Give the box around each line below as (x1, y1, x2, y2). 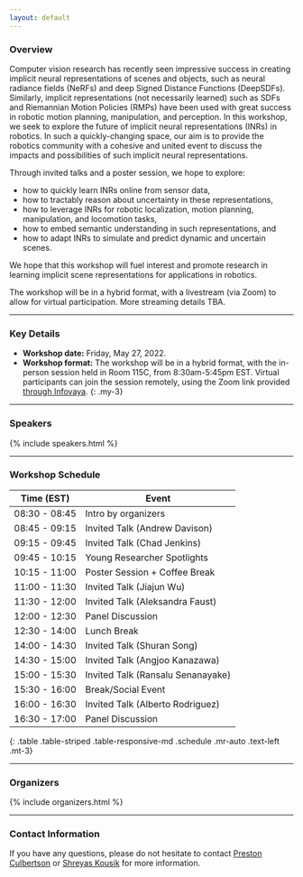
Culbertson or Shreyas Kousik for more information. (9, 858, 201, 869)
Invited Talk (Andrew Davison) (85, 522, 214, 534)
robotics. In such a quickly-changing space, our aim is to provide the (9, 130, 264, 141)
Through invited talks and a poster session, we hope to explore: (9, 167, 246, 178)
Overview (9, 42, 53, 55)
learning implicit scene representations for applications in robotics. (9, 269, 258, 280)
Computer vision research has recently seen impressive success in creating (9, 63, 291, 74)
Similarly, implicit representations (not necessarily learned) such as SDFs (9, 92, 281, 103)
